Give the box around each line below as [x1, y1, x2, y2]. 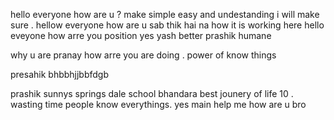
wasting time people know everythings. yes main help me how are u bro [10, 99, 307, 110]
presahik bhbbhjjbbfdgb [10, 69, 110, 80]
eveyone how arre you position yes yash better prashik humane [10, 30, 272, 41]
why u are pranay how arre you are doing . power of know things [10, 49, 277, 61]
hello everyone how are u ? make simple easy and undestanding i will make [10, 9, 320, 20]
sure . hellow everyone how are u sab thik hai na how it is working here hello [10, 19, 325, 31]
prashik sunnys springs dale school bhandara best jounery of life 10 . [10, 88, 294, 99]
